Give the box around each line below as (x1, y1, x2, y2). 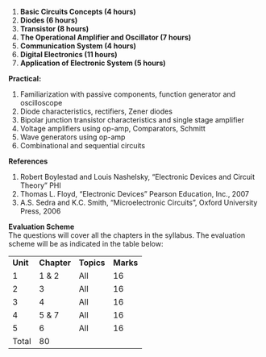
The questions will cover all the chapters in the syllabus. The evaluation (8, 230, 246, 240)
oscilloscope (19, 98, 63, 107)
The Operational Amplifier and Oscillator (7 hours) (19, 32, 192, 42)
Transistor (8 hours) (19, 24, 89, 33)
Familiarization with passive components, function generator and (19, 89, 236, 99)
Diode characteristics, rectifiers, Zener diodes (19, 106, 173, 116)
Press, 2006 (19, 206, 61, 216)
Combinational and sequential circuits (19, 141, 146, 150)
